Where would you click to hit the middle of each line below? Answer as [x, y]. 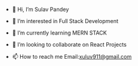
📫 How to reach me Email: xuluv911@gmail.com [72, 57]
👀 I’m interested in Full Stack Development [65, 21]
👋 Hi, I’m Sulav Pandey [40, 9]
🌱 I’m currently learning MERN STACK [59, 33]
